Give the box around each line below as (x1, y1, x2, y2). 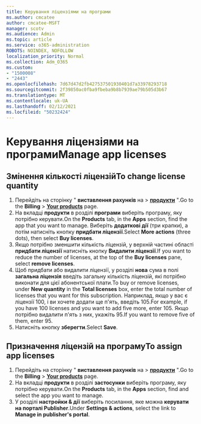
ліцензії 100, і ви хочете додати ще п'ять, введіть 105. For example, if (14, 298, 188, 305)
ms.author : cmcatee (6, 14, 55, 20)
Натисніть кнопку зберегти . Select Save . (14, 324, 118, 331)
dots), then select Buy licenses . (14, 235, 94, 242)
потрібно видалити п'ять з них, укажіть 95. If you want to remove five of (14, 311, 195, 318)
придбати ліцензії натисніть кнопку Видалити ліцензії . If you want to (14, 247, 191, 255)
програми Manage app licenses (6, 147, 167, 161)
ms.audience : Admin (6, 31, 55, 37)
